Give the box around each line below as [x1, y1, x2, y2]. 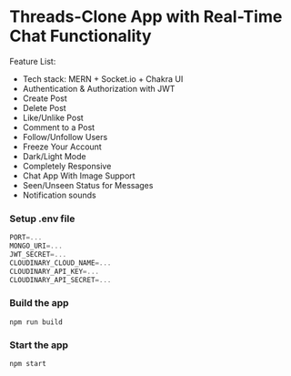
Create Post [22, 93, 67, 104]
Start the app [9, 339, 69, 351]
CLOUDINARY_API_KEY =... [9, 267, 100, 276]
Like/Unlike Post [22, 112, 84, 123]
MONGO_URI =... [9, 241, 64, 251]
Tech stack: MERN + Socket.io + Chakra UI [22, 73, 184, 84]
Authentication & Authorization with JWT [22, 83, 176, 94]
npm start [9, 360, 47, 369]
